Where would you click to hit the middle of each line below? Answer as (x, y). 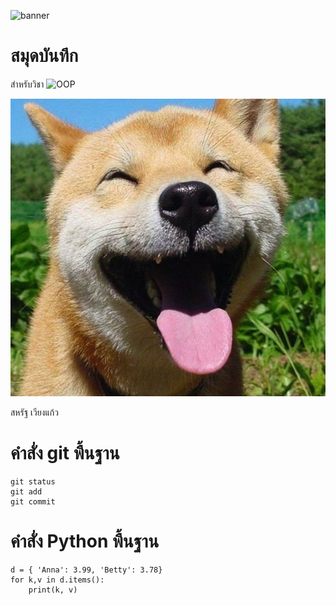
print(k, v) (53, 590)
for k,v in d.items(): (57, 580)
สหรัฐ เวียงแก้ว (34, 412)
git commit (33, 502)
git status (33, 482)
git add (26, 492)
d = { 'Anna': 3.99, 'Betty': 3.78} (86, 570)
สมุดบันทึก (44, 56)
